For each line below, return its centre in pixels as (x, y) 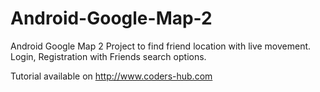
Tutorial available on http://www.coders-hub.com (111, 76)
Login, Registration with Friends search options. (108, 56)
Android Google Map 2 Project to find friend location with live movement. (161, 46)
